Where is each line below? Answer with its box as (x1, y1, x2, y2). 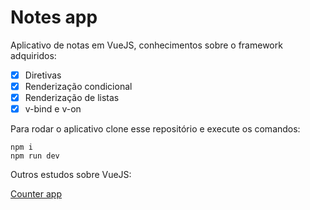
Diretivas (24, 69, 62, 81)
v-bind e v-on (24, 103, 82, 115)
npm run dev (10, 151, 60, 161)
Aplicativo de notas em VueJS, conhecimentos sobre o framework (10, 39, 283, 51)
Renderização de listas (24, 92, 120, 104)
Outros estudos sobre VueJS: (10, 169, 132, 181)
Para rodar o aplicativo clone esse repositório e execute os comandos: (10, 123, 301, 135)
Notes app (10, 6, 98, 29)
